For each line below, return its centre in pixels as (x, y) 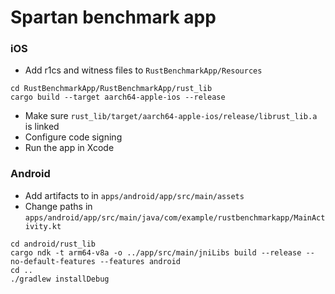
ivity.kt (43, 226)
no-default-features (53, 261)
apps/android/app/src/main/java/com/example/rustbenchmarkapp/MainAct (175, 217)
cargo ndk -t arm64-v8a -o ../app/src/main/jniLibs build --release (156, 252)
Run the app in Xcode (69, 148)
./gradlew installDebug (60, 279)
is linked (42, 127)
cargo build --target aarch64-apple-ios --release (118, 97)
